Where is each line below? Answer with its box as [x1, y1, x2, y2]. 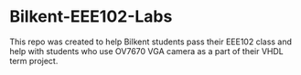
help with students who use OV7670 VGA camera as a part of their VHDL [9, 45, 284, 56]
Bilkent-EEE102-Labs [9, 6, 173, 27]
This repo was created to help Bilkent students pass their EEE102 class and [9, 36, 293, 47]
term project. [9, 55, 59, 66]
